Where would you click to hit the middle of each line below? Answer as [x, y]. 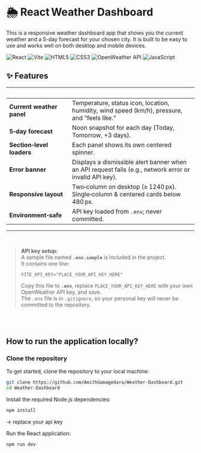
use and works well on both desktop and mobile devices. [76, 45]
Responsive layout [36, 194]
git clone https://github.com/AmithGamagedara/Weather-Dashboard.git [95, 382]
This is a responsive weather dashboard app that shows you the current [95, 33]
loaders [20, 152]
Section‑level [29, 145]
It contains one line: [45, 263]
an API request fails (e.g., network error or [131, 169]
